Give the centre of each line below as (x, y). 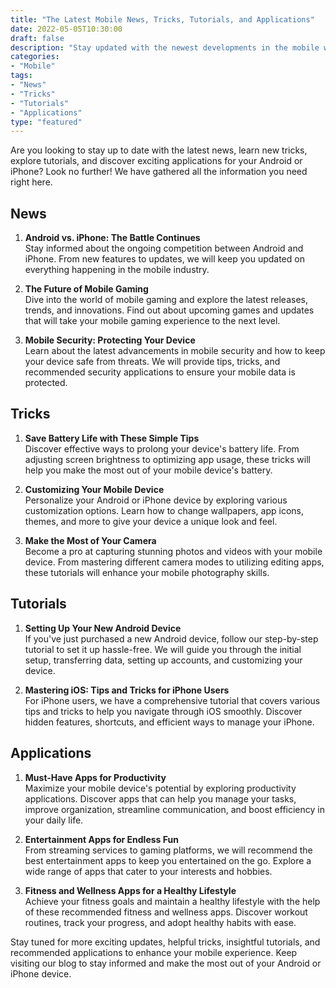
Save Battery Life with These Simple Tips (112, 438)
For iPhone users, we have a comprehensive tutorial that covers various (172, 700)
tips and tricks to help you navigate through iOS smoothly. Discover (163, 711)
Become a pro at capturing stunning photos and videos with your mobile (173, 551)
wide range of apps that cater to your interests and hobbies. (148, 871)
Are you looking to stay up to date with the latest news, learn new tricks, (159, 150)
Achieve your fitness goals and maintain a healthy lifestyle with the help (172, 901)
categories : (35, 57)
